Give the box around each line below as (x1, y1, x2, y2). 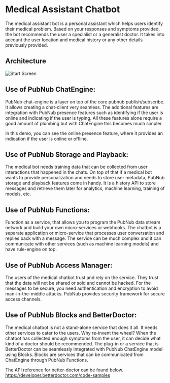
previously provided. (5, 42, 48, 48)
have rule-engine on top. (5, 246, 57, 253)
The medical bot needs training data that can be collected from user (5, 164, 148, 170)
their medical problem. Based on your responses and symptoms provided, (5, 25, 160, 32)
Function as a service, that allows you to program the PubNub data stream (5, 219, 161, 225)
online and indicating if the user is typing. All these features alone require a (5, 115, 162, 121)
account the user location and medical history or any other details (5, 37, 143, 43)
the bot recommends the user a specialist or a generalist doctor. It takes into (5, 31, 165, 37)
